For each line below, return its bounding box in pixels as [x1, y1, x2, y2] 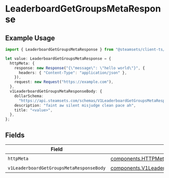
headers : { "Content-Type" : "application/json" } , [18, 70, 127, 75]
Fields [5, 131, 25, 139]
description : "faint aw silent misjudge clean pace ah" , [14, 103, 136, 108]
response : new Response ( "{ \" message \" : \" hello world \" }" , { [14, 65, 145, 70]
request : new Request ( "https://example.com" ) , [14, 79, 114, 84]
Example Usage [5, 34, 55, 42]
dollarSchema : [14, 94, 44, 99]
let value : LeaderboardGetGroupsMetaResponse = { [5, 56, 112, 61]
